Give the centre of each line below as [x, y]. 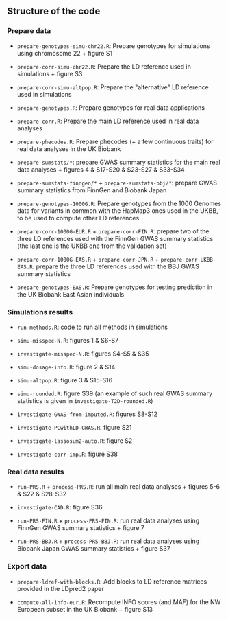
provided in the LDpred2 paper [61, 588]
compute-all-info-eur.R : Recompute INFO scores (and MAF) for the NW [119, 602]
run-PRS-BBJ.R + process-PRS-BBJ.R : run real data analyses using [108, 541]
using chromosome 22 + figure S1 [65, 53]
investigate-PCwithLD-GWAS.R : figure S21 [74, 427]
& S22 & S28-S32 [42, 494]
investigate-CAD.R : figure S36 [60, 507]
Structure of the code [54, 11]
